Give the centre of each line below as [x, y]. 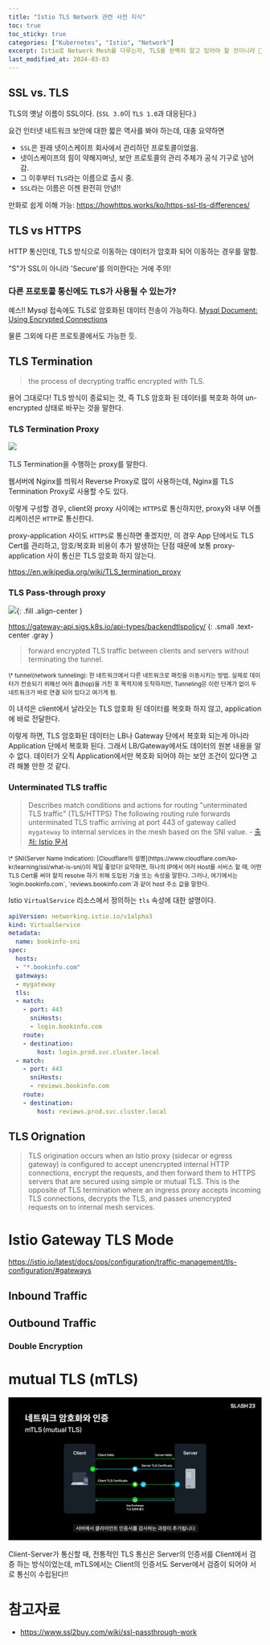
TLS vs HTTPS [45, 231]
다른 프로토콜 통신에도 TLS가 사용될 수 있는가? [92, 291]
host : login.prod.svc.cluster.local [98, 1052]
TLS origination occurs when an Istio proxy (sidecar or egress [130, 1156]
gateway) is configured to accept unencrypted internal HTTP [129, 1165]
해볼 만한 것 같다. [43, 766]
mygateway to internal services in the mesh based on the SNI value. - [140, 831]
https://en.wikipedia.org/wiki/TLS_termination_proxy [95, 572]
